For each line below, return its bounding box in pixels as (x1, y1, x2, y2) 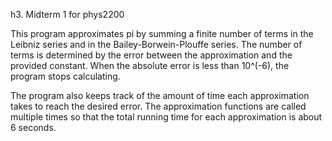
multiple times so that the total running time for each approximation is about (10, 111, 323, 123)
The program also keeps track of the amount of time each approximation (10, 90, 310, 101)
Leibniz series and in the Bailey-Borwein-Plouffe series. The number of (10, 39, 303, 50)
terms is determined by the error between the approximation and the (10, 49, 293, 61)
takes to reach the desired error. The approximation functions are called (10, 100, 307, 112)
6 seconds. (10, 122, 57, 133)
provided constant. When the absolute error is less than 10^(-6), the (10, 60, 290, 71)
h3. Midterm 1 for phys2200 (10, 9, 125, 20)
